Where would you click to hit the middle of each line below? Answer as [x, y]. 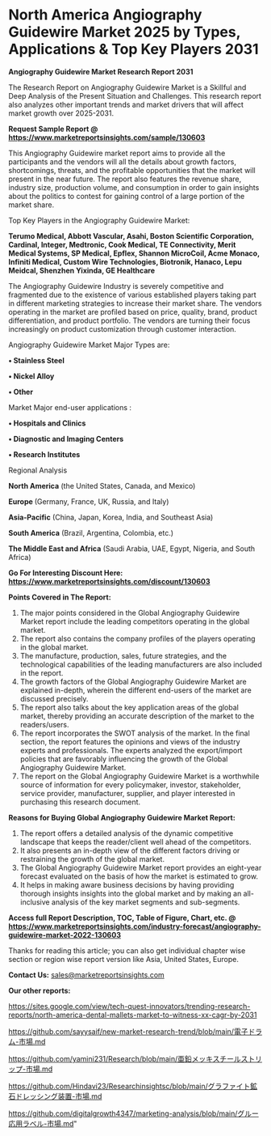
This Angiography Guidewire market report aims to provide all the [117, 153]
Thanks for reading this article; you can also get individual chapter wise [127, 950]
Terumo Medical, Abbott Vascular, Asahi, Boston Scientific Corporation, [131, 235]
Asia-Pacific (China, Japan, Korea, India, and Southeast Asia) [111, 517]
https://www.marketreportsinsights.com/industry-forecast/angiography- [135, 926]
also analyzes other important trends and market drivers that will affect [126, 104]
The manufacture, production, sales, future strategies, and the [123, 655]
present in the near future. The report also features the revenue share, [125, 179]
